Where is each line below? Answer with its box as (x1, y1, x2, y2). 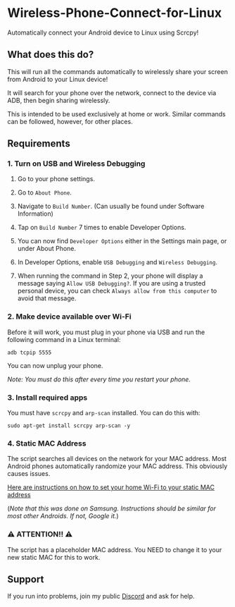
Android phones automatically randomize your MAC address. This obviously (7, 462, 228, 470)
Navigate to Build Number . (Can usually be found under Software (17, 202, 205, 211)
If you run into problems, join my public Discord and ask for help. (7, 592, 195, 601)
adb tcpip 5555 (7, 349, 52, 356)
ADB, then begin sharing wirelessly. (7, 96, 110, 104)
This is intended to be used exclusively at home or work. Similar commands (7, 109, 227, 118)
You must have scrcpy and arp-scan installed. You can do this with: (7, 409, 201, 417)
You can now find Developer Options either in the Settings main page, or (17, 237, 227, 245)
